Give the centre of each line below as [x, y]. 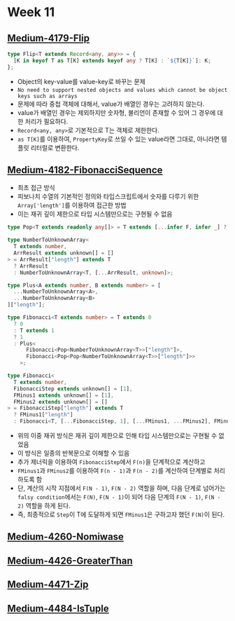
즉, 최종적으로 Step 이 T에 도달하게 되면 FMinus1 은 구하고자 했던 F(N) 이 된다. [121, 514]
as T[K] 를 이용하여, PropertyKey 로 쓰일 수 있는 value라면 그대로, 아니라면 [119, 139]
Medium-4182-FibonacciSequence [85, 170]
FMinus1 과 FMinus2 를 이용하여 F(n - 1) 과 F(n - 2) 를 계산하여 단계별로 [115, 471]
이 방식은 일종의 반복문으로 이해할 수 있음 [73, 453]
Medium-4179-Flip [48, 38]
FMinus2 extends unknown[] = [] [61, 402]
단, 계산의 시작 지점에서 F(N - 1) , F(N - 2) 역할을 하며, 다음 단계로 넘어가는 [121, 489]
